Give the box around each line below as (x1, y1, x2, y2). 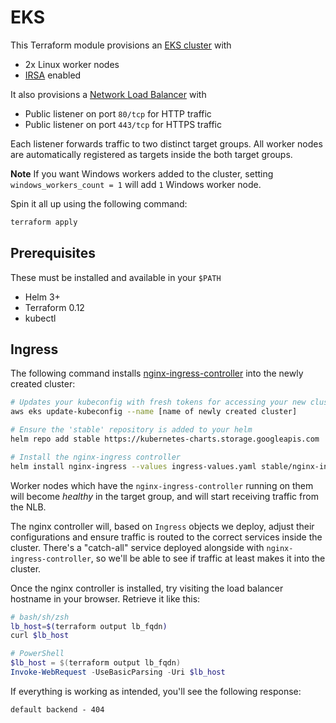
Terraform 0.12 (24, 301, 85, 313)
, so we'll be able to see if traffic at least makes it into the (90, 552, 326, 564)
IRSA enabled (24, 69, 82, 81)
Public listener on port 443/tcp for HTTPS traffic (24, 118, 223, 130)
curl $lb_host (10, 631, 70, 641)
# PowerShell (10, 649, 65, 659)
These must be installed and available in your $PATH (10, 271, 222, 283)
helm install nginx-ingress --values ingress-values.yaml (10, 461, 257, 471)
